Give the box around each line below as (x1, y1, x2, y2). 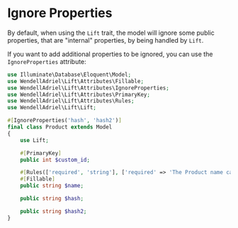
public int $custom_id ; (20, 156, 91, 163)
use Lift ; (20, 136, 50, 143)
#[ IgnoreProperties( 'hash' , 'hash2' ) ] (7, 117, 122, 124)
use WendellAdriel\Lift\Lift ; (7, 104, 97, 112)
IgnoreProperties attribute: (7, 57, 86, 65)
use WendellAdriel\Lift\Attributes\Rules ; (7, 97, 135, 104)
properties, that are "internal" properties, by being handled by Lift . (7, 36, 204, 44)
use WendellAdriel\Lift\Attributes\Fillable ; (7, 77, 144, 85)
